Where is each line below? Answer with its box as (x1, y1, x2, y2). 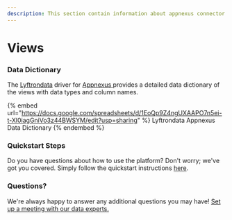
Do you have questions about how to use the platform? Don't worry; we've (7, 157, 220, 165)
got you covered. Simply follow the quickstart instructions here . (7, 164, 189, 172)
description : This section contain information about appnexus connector (7, 10, 226, 17)
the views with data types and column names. (7, 88, 139, 96)
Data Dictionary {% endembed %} (7, 124, 105, 132)
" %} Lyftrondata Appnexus (137, 116, 215, 125)
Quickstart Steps (7, 141, 66, 151)
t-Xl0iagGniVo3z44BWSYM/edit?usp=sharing (7, 116, 138, 125)
